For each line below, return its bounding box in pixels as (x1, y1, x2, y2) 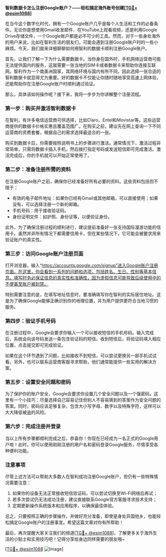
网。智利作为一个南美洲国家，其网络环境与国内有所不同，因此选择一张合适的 (5, 68, 161, 74)
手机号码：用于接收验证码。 (12, 207, 69, 213)
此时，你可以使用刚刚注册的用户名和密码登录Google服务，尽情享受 (18, 441, 154, 447)
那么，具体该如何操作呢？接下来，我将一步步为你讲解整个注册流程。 (5, 91, 144, 97)
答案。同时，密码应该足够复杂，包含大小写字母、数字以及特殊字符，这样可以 (5, 403, 161, 409)
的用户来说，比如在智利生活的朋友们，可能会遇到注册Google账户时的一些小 (5, 39, 159, 45)
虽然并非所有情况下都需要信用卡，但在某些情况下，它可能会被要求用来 (18, 230, 161, 236)
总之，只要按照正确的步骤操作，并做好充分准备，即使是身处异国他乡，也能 (5, 513, 157, 519)
